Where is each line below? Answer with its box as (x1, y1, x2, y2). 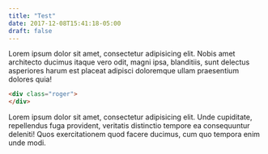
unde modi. (8, 138, 46, 148)
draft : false (8, 27, 53, 35)
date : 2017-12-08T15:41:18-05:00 (8, 19, 121, 27)
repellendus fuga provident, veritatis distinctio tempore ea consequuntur (8, 121, 250, 131)
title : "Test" (8, 11, 57, 20)
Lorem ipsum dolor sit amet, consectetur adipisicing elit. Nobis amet (8, 49, 236, 59)
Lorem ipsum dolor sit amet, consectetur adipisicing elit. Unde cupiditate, (8, 112, 253, 122)
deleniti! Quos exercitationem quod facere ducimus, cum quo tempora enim (8, 130, 261, 139)
